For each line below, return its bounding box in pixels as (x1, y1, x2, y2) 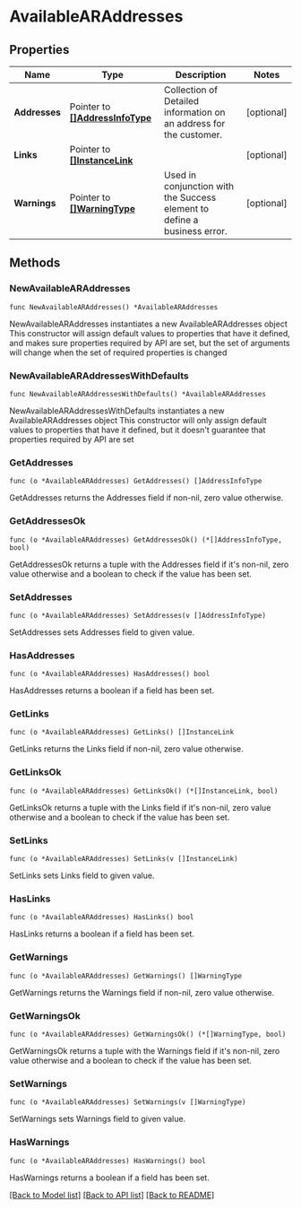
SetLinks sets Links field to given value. (9, 870, 155, 881)
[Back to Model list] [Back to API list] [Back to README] (9, 1189, 215, 1200)
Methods (9, 256, 61, 271)
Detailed (164, 95, 200, 107)
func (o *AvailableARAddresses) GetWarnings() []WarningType (9, 971, 243, 980)
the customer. (164, 128, 223, 141)
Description (175, 69, 227, 81)
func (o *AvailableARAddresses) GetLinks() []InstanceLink (9, 728, 235, 737)
